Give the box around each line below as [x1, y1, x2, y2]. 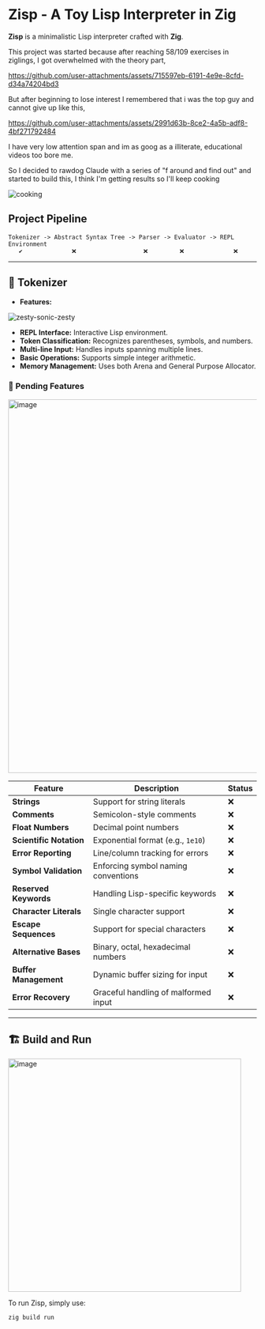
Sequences [12, 928, 56, 939]
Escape [12, 919, 41, 930]
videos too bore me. [8, 150, 73, 160]
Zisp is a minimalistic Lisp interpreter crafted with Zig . [8, 32, 184, 41]
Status [227, 783, 253, 794]
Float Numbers [12, 821, 69, 833]
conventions [93, 870, 140, 881]
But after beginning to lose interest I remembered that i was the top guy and [8, 94, 255, 104]
